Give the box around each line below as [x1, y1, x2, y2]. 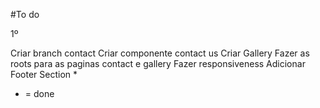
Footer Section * [10, 69, 78, 80]
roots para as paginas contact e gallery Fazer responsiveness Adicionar [10, 58, 306, 69]
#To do [10, 9, 40, 20]
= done [24, 88, 55, 99]
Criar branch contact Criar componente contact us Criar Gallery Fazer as [10, 47, 310, 59]
